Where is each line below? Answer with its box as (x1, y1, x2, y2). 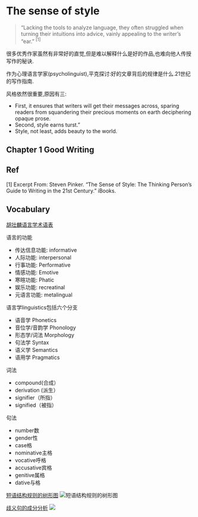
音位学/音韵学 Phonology (14, 324, 76, 331)
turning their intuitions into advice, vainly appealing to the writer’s (20, 30, 181, 37)
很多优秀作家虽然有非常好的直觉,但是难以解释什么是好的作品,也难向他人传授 (6, 49, 192, 57)
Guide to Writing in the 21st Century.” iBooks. (6, 187, 117, 194)
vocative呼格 (14, 456, 46, 463)
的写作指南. (6, 78, 34, 85)
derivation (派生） (14, 386, 59, 394)
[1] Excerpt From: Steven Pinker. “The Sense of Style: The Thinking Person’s (6, 181, 192, 188)
